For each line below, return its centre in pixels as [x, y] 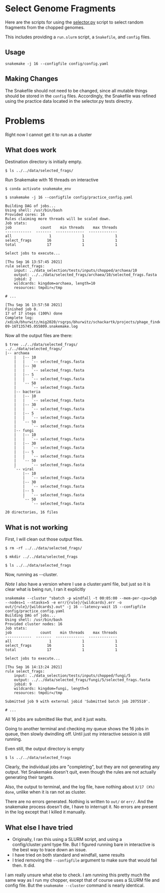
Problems [25, 121]
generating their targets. [29, 778]
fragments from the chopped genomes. [45, 27]
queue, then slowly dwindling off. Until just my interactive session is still [78, 734]
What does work [31, 150]
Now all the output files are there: [39, 336]
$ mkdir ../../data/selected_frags [41, 557]
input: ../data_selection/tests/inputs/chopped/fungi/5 [72, 676]
